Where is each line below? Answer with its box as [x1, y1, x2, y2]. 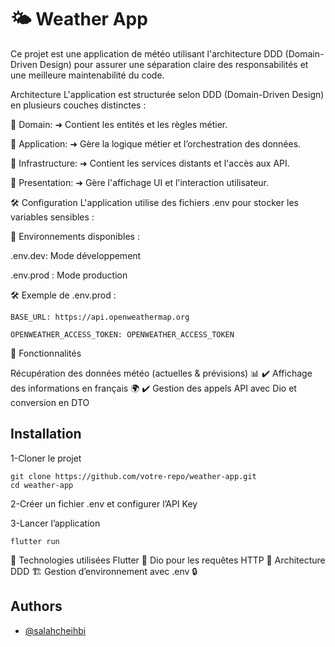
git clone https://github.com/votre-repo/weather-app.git [10, 471, 257, 481]
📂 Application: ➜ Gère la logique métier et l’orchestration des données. [10, 137, 302, 150]
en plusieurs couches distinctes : [10, 99, 147, 111]
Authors [10, 598, 63, 615]
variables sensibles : [10, 211, 95, 223]
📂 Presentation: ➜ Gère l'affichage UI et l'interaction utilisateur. [10, 176, 270, 188]
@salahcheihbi [24, 624, 87, 636]
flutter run [10, 536, 60, 546]
